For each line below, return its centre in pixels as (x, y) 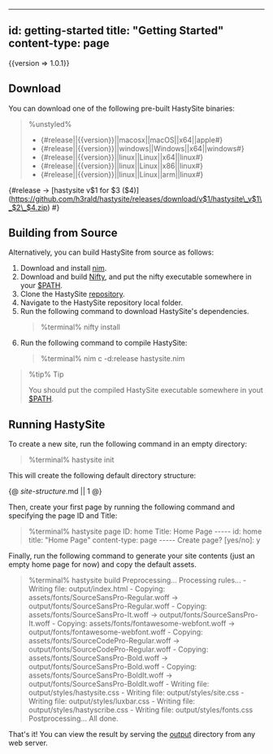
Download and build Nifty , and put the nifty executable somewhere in (136, 277)
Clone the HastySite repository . (73, 294)
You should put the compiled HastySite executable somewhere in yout (146, 390)
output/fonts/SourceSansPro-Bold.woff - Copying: (113, 667)
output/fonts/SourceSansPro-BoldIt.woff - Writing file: (119, 684)
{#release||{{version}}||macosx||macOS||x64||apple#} (132, 140)
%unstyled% (50, 124)
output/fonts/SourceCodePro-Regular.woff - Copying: (118, 649)
